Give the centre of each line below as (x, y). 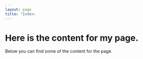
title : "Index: (20, 14)
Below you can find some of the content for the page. (59, 51)
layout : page (18, 9)
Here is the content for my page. (72, 38)
